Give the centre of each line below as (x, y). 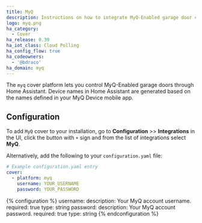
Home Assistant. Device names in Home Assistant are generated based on (98, 92)
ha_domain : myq (25, 68)
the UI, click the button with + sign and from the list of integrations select (96, 138)
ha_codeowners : (25, 57)
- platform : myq (32, 178)
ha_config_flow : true (33, 51)
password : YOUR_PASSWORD (48, 189)
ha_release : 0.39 (28, 40)
